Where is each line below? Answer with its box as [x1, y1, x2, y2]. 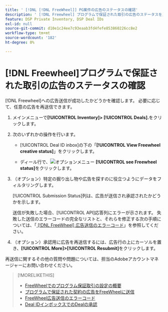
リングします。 [25, 182, 56, 188]
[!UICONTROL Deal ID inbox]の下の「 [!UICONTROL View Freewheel [19, 142, 161, 148]
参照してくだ [132, 222, 159, 228]
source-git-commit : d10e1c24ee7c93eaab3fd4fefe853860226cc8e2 [5, 26, 137, 31]
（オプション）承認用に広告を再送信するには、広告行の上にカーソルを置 [12, 239, 161, 245]
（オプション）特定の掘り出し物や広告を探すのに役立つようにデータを [12, 176, 157, 182]
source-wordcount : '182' [5, 36, 57, 41]
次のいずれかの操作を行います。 [12, 131, 78, 137]
